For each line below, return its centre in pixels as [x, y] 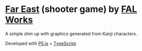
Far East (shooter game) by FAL [71, 9]
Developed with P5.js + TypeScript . [41, 43]
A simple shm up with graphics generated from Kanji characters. [71, 33]
